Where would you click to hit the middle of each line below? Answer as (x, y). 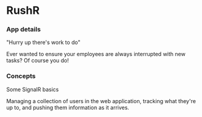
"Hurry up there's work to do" (43, 42)
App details (24, 30)
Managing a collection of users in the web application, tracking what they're (101, 101)
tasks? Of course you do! (38, 60)
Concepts (21, 76)
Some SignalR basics (32, 89)
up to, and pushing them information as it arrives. (68, 107)
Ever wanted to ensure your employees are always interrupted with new (96, 54)
